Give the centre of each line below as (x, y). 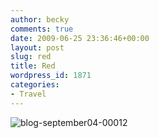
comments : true (42, 29)
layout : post (37, 47)
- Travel (28, 94)
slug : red (31, 57)
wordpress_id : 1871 (51, 76)
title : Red (33, 66)
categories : (35, 85)
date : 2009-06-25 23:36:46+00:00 (80, 38)
